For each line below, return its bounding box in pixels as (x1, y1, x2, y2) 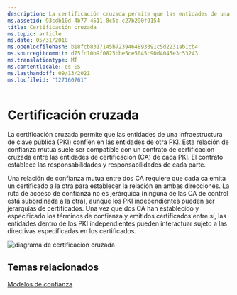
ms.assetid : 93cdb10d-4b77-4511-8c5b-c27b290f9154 (7, 17, 160, 24)
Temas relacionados (7, 261, 99, 273)
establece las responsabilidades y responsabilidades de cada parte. (7, 160, 206, 169)
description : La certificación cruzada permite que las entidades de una (7, 10, 231, 18)
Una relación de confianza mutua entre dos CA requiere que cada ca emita (7, 174, 226, 183)
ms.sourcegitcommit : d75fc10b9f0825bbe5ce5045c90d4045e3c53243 (7, 50, 199, 57)
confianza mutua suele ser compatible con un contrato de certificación (7, 145, 215, 154)
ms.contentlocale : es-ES (7, 63, 81, 70)
